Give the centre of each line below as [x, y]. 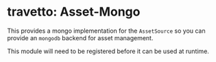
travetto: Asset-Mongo [74, 12]
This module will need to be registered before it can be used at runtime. [108, 51]
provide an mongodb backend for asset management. [80, 37]
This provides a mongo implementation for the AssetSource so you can [106, 31]
